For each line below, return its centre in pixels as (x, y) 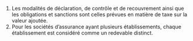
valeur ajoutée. (30, 20)
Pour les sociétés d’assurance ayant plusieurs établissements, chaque (97, 27)
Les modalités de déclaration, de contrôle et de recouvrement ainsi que (98, 8)
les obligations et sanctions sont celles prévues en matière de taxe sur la (99, 14)
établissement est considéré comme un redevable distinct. (82, 33)
